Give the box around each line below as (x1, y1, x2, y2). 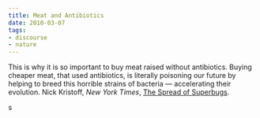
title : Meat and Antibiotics (8, 11, 104, 20)
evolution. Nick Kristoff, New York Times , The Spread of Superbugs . (8, 87, 230, 97)
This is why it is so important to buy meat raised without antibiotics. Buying (8, 62, 253, 72)
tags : (8, 26, 26, 34)
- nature (8, 41, 37, 49)
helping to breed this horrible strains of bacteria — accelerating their (8, 79, 232, 89)
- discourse (8, 33, 47, 42)
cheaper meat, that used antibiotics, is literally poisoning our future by (8, 71, 236, 80)
